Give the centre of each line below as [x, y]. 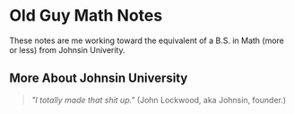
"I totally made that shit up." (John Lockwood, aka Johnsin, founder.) [159, 100]
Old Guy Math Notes [86, 16]
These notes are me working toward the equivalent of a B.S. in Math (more [147, 40]
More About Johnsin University [99, 79]
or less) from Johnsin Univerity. [67, 49]
